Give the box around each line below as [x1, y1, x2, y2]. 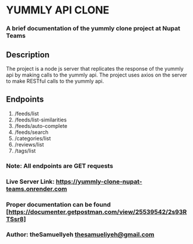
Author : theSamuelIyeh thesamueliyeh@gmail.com [6, 231, 155, 239]
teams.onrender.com [6, 184, 67, 193]
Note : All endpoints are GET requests [6, 162, 114, 170]
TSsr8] [6, 215, 26, 223]
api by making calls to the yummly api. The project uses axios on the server [6, 71, 188, 78]
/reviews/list [14, 141, 44, 148]
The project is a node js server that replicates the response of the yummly [6, 65, 184, 72]
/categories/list [14, 135, 51, 142]
